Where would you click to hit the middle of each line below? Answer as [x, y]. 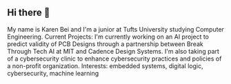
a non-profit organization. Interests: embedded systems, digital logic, [105, 65]
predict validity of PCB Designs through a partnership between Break [105, 44]
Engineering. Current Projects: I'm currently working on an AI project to [108, 36]
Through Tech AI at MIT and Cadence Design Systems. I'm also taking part [113, 51]
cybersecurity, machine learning [53, 73]
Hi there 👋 [29, 13]
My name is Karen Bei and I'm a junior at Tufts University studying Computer [115, 29]
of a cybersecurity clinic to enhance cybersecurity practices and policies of [114, 59]
